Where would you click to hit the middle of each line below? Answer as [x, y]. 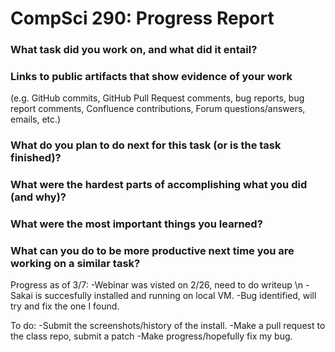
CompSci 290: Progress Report [142, 18]
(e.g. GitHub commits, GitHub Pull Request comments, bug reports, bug [157, 98]
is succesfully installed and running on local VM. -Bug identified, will [175, 296]
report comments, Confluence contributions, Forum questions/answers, [158, 109]
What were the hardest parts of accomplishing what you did [159, 185]
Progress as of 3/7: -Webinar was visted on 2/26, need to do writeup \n [157, 285]
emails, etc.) [36, 119]
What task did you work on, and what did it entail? [134, 50]
